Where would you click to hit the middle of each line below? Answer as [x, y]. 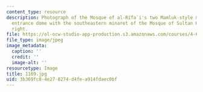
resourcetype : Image [32, 68]
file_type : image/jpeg [35, 40]
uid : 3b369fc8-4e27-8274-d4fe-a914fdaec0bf [62, 79]
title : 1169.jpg [27, 74]
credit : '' [25, 57]
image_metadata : [27, 46]
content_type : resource [36, 12]
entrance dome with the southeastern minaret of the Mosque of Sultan [102, 23]
